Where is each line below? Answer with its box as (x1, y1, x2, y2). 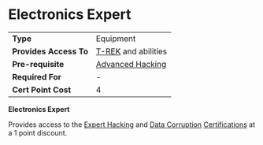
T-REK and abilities (95, 46, 168, 57)
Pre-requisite (12, 58, 65, 69)
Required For (12, 71, 61, 82)
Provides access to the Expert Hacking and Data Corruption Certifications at (8, 120, 256, 129)
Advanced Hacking (95, 58, 167, 69)
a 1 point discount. (8, 128, 68, 137)
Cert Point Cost (12, 84, 72, 95)
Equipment (95, 33, 136, 44)
